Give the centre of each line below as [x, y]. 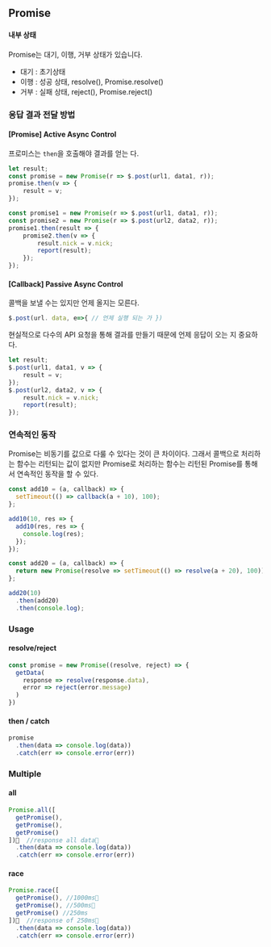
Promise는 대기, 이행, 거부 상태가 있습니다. [75, 54]
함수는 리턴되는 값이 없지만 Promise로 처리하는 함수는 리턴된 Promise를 [130, 464]
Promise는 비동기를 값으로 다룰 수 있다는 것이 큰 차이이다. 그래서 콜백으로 [124, 454]
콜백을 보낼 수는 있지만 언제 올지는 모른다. [74, 303]
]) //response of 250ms [52, 920]
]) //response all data [52, 840]
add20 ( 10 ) [25, 593]
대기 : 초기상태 [43, 71]
